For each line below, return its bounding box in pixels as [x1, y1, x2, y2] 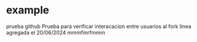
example [6, 3, 50, 17]
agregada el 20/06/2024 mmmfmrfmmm [6, 29, 105, 36]
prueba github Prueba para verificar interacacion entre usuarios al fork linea [6, 23, 192, 30]
